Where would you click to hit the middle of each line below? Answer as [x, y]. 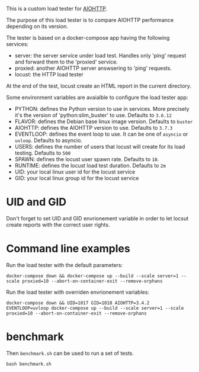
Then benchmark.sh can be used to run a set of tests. [70, 353]
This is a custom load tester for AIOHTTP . [57, 9]
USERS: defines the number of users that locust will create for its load [100, 147]
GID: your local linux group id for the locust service [77, 178]
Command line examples [68, 249]
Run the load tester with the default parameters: [65, 265]
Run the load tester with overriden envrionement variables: [78, 292]
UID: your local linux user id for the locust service [75, 172]
